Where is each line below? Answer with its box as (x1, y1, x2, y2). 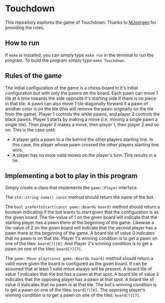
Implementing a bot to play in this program (5, 172, 138, 180)
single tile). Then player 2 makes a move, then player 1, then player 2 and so (5, 122, 159, 128)
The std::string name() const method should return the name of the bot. (5, 194, 155, 200)
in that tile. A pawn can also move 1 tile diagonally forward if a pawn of (5, 100, 148, 106)
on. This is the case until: (5, 127, 56, 132)
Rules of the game (5, 72, 62, 80)
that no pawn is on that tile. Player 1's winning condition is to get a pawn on (5, 235, 158, 241)
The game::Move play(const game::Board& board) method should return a (5, 256, 154, 261)
